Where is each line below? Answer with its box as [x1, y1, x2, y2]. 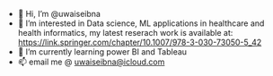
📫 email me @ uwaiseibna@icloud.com [17, 56, 165, 67]
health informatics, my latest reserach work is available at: [17, 28, 233, 38]
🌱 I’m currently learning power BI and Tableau [17, 46, 187, 57]
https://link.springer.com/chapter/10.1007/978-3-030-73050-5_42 [17, 37, 262, 47]
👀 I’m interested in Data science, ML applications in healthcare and [17, 18, 265, 29]
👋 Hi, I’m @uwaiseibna [17, 9, 101, 19]
